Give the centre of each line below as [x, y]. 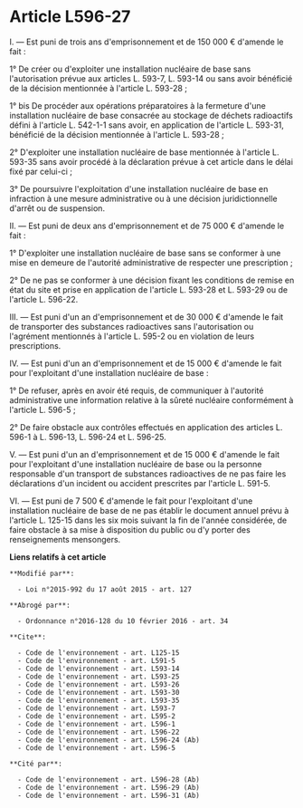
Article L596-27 [70, 17]
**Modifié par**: [42, 573]
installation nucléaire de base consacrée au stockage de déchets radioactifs [151, 115]
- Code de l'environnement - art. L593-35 [99, 700]
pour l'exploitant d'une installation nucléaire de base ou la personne [136, 464]
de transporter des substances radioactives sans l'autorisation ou [132, 326]
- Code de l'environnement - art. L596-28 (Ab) [109, 779]
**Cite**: [28, 637]
